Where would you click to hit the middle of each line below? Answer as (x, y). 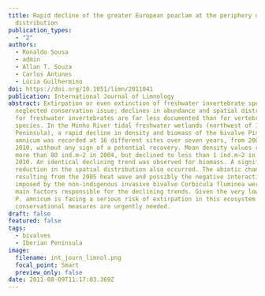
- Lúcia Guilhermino (49, 81)
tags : (17, 229)
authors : (22, 45)
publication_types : (40, 30)
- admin (28, 60)
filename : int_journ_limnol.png (69, 257)
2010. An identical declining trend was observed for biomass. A (125, 163)
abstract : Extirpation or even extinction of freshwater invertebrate (127, 103)
